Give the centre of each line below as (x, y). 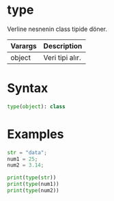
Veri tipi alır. (62, 57)
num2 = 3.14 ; (26, 165)
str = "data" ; (27, 152)
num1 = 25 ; (23, 159)
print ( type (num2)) (33, 191)
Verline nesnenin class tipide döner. (57, 29)
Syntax (28, 88)
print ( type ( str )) (32, 178)
